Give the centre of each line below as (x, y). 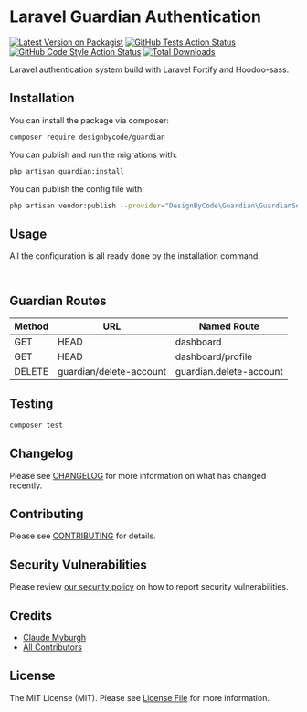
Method (32, 326)
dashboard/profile (214, 356)
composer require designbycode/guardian (88, 137)
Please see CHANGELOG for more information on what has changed (138, 475)
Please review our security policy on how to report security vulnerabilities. (149, 587)
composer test (37, 425)
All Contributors (52, 647)
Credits (31, 616)
